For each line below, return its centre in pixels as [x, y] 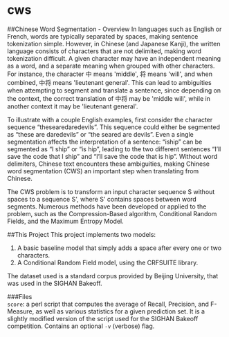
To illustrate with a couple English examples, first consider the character [110, 119]
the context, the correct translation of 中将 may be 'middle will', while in [109, 98]
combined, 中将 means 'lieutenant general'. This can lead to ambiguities [110, 82]
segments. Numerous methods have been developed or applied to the [107, 206]
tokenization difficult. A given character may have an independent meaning [114, 58]
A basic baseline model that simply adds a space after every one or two [119, 248]
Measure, [21, 311]
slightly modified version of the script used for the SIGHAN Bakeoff [103, 318]
